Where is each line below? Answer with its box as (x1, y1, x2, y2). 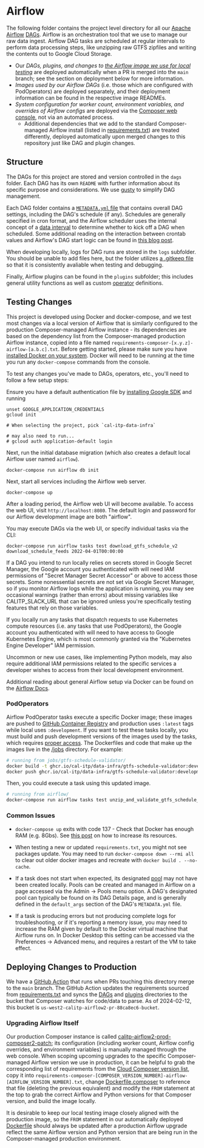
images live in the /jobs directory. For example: (6, 746, 123, 753)
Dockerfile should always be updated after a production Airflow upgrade (6, 1122, 188, 1129)
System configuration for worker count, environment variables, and (15, 100, 184, 107)
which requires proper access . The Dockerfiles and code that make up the (6, 739, 192, 746)
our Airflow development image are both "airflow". (6, 513, 132, 520)
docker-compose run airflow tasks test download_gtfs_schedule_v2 (6, 543, 178, 549)
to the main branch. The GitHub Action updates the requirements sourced (6, 985, 189, 992)
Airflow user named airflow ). (6, 455, 80, 463)
